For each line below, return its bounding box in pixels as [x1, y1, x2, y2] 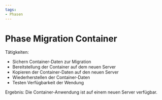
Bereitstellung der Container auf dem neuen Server [12, 64, 116, 70]
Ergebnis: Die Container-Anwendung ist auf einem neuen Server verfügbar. [5, 89, 158, 95]
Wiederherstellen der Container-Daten [12, 74, 90, 80]
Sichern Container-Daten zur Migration [12, 59, 92, 65]
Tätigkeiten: [5, 49, 29, 55]
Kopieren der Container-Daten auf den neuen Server [12, 69, 119, 75]
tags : [5, 7, 16, 12]
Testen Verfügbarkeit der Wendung [12, 80, 84, 86]
